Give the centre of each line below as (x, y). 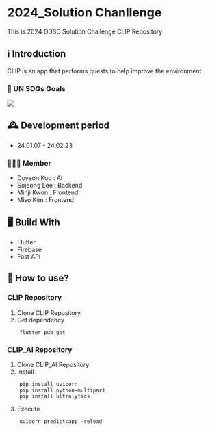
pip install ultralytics (55, 396)
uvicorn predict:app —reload (61, 421)
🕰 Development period (58, 126)
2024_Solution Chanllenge (84, 13)
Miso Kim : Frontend (45, 200)
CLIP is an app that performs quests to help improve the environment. (105, 71)
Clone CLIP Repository (49, 312)
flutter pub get (43, 332)
